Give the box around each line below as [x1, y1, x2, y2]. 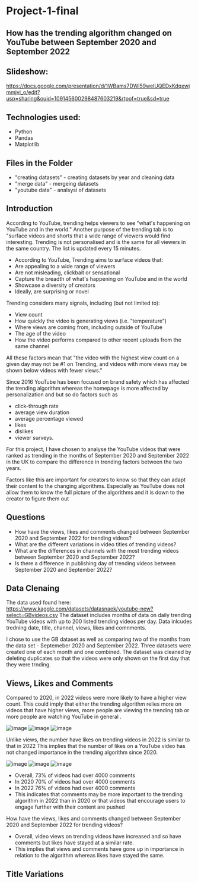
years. [6, 464, 22, 471]
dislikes [14, 427, 34, 435]
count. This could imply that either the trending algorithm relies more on [6, 700, 182, 707]
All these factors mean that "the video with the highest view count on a [6, 354, 180, 361]
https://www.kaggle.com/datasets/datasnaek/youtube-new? [6, 605, 154, 612]
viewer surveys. [14, 434, 54, 441]
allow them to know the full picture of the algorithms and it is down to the [6, 489, 185, 496]
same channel [14, 342, 49, 349]
